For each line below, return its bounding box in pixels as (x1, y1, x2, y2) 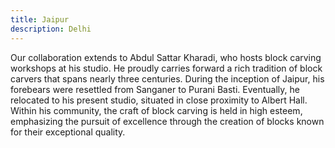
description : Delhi (10, 24, 92, 34)
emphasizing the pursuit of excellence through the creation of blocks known (10, 115, 325, 127)
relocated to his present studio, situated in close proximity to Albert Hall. (10, 94, 308, 106)
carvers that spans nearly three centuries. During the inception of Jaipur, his (10, 72, 325, 85)
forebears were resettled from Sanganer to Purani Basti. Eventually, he (10, 83, 300, 95)
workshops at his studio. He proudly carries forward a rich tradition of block (10, 62, 323, 74)
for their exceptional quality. (10, 126, 126, 138)
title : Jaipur (10, 14, 70, 25)
